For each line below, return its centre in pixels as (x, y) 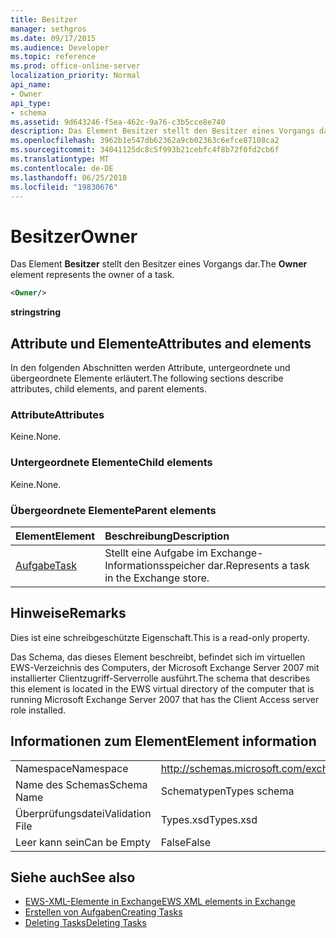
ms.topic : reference (53, 57)
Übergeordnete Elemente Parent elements (113, 510)
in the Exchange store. (157, 578)
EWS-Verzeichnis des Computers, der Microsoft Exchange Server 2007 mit (165, 667)
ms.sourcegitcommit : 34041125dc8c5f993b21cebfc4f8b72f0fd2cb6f (145, 150)
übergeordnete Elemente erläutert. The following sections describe (147, 378)
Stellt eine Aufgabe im (156, 553)
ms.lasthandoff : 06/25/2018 (69, 177)
